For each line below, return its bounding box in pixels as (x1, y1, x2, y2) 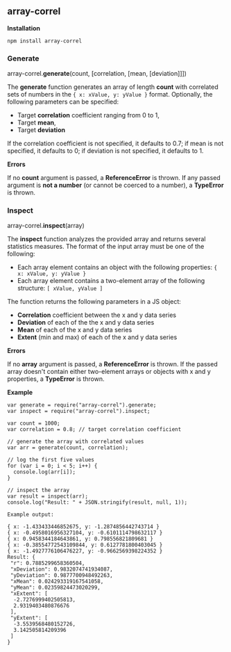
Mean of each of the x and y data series (17, 326, 132, 334)
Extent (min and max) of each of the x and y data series (17, 333, 178, 341)
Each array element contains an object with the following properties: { (17, 263, 217, 272)
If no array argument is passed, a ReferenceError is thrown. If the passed (7, 360, 218, 368)
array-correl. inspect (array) (7, 222, 85, 230)
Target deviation (17, 126, 66, 134)
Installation (7, 24, 40, 32)
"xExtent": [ (10, 590, 49, 597)
